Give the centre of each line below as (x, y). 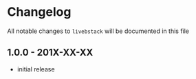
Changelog (39, 12)
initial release (36, 69)
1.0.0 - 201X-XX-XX (50, 53)
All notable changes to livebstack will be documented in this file (98, 31)
